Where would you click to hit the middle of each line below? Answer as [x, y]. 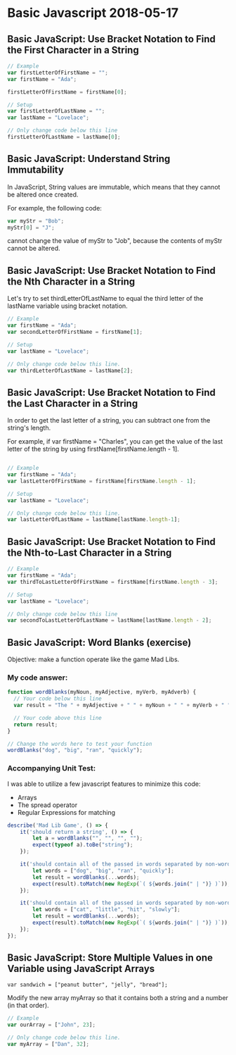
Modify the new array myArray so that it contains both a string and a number [118, 998]
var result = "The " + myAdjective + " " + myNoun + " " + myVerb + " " [122, 706]
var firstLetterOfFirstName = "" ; [58, 73]
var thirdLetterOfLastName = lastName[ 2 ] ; [70, 370]
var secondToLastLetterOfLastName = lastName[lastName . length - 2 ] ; [110, 620]
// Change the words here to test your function [80, 744]
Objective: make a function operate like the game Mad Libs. [93, 659]
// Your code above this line [58, 718]
